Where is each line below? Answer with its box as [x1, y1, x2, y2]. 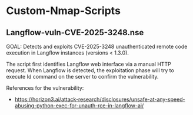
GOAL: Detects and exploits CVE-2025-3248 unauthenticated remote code [6, 43, 188, 50]
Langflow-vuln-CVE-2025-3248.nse [6, 28, 144, 38]
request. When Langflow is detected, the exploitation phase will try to [6, 67, 175, 74]
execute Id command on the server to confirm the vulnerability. [6, 73, 159, 80]
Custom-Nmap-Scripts [6, 4, 121, 18]
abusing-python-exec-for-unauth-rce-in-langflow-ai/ [14, 102, 144, 109]
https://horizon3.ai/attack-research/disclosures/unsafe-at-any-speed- [14, 96, 185, 103]
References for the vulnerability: [6, 84, 84, 92]
